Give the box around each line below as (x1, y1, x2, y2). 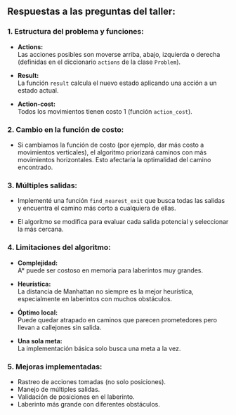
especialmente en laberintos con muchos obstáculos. (17, 294, 173, 303)
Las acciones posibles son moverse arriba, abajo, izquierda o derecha (17, 50, 221, 58)
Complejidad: (17, 258, 58, 267)
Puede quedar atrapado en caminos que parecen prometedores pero (17, 315, 218, 324)
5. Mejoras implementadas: (7, 362, 103, 371)
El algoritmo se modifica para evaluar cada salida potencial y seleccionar (17, 218, 229, 226)
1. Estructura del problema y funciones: (7, 27, 144, 37)
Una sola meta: (17, 336, 63, 345)
